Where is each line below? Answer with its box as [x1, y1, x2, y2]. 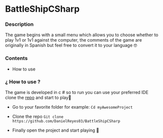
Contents [5, 55, 28, 62]
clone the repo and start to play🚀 [5, 94, 72, 101]
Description [5, 21, 34, 28]
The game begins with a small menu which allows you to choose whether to [5, 32, 159, 38]
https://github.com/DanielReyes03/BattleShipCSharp [12, 119, 120, 124]
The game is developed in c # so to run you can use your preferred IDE [5, 90, 149, 95]
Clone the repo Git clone [12, 114, 64, 119]
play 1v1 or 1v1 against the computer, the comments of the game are [5, 37, 142, 43]
